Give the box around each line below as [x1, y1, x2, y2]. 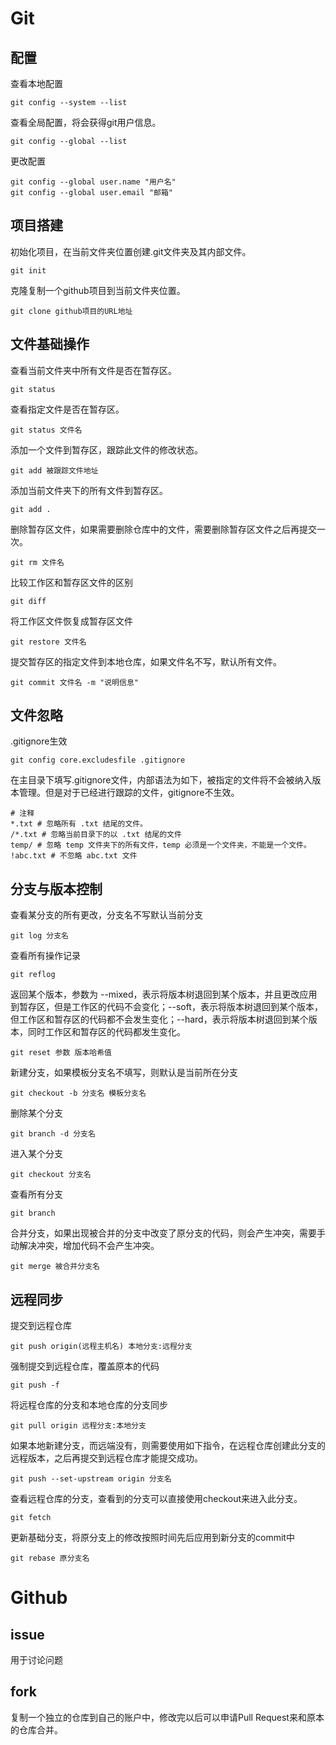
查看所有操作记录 [10, 950, 81, 962]
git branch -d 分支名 [10, 1129, 96, 1139]
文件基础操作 [10, 336, 90, 353]
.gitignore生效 [10, 735, 68, 747]
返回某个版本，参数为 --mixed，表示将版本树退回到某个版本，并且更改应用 [10, 988, 318, 1001]
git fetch [10, 1513, 52, 1523]
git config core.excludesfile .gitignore [10, 755, 186, 766]
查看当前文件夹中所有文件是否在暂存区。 [10, 364, 177, 376]
